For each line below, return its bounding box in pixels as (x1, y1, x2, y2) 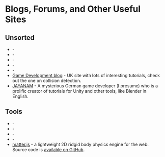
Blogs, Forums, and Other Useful (5, 3, 141, 15)
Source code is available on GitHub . (12, 146, 85, 153)
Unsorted (5, 33, 35, 42)
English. (12, 93, 28, 99)
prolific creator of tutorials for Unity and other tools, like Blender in (12, 88, 147, 94)
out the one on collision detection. (12, 78, 82, 83)
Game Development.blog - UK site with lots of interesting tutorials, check (12, 73, 160, 78)
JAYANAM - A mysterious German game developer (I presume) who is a (12, 83, 158, 89)
